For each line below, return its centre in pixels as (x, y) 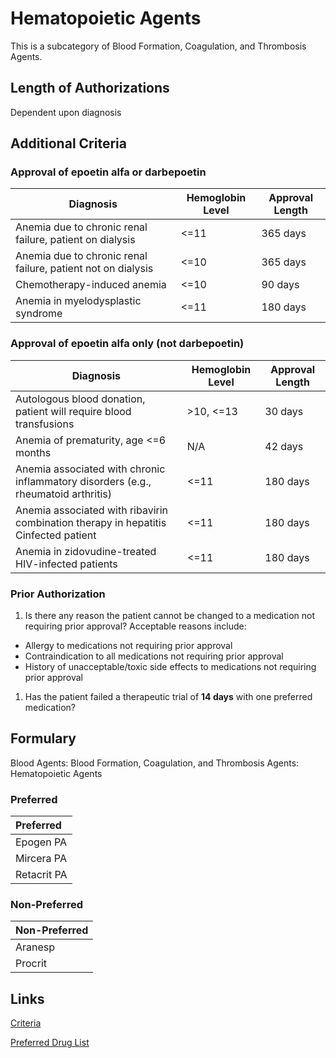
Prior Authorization (58, 594)
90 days (280, 285)
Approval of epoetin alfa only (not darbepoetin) (127, 344)
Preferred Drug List (50, 1043)
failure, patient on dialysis (75, 240)
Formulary (43, 738)
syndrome (39, 314)
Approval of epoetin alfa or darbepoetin (108, 172)
